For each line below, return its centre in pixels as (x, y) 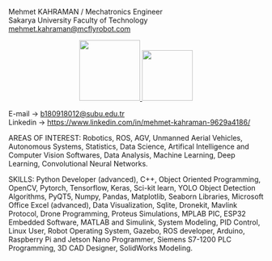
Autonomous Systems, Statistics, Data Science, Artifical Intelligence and (129, 146)
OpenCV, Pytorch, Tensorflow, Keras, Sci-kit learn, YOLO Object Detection (132, 188)
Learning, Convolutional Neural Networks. (78, 164)
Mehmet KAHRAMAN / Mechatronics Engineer (86, 12)
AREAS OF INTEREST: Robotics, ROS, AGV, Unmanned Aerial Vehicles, (125, 138)
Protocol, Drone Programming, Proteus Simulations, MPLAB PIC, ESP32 (127, 214)
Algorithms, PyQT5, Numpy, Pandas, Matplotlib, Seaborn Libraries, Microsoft (136, 196)
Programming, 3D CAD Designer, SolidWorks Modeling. (100, 248)
